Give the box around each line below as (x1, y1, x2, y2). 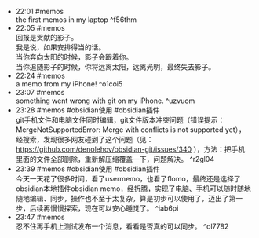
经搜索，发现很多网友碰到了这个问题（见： (15, 135, 154, 144)
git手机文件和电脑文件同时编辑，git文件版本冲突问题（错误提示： (15, 115, 225, 124)
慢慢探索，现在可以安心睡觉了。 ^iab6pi (49, 203, 179, 213)
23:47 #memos (15, 212, 65, 222)
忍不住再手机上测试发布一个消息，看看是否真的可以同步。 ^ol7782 (15, 222, 229, 231)
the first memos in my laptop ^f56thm (15, 15, 137, 24)
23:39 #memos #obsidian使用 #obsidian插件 (15, 164, 160, 174)
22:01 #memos (15, 7, 64, 16)
